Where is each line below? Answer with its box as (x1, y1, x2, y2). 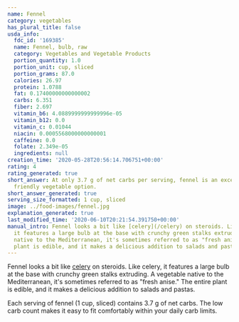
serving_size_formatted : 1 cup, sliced (7, 196, 126, 203)
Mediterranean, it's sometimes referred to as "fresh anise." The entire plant (7, 278, 228, 286)
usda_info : (7, 30, 40, 38)
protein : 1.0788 (14, 84, 62, 91)
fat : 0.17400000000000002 (14, 90, 91, 97)
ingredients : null (14, 150, 69, 157)
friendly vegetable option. (14, 183, 97, 190)
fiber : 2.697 (14, 104, 53, 111)
